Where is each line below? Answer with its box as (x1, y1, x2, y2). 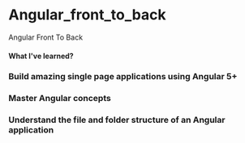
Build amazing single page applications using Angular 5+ (8, 71, 238, 82)
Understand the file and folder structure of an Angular (8, 115, 226, 126)
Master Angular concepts (8, 93, 111, 104)
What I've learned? (8, 51, 75, 61)
